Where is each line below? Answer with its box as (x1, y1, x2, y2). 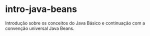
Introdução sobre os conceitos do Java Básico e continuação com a (5, 20, 145, 26)
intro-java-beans (5, 3, 77, 15)
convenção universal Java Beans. (5, 25, 74, 31)
